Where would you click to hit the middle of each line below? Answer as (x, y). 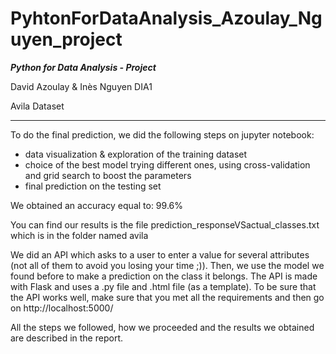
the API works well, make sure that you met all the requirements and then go (167, 297)
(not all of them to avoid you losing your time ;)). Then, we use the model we (167, 265)
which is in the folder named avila (79, 235)
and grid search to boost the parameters (108, 175)
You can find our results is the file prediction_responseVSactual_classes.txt (165, 224)
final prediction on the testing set (93, 186)
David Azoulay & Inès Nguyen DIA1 (81, 86)
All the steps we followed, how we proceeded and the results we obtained (162, 327)
